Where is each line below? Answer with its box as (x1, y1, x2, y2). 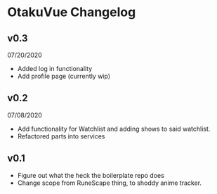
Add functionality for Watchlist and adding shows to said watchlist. (17, 124, 211, 133)
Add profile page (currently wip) (17, 72, 111, 80)
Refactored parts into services (17, 131, 105, 141)
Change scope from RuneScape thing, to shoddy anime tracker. (17, 179, 202, 187)
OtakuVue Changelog (7, 4, 136, 20)
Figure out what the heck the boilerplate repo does (17, 171, 165, 179)
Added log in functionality (17, 65, 93, 72)
